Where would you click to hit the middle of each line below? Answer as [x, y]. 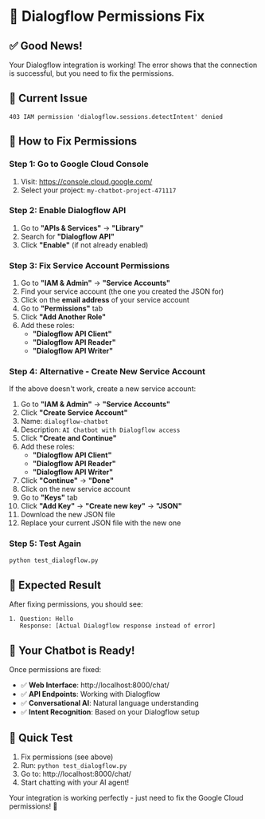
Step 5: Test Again [45, 544]
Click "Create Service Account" [74, 413]
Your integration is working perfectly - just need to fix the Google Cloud [126, 798]
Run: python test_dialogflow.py [74, 765]
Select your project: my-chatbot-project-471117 [98, 190]
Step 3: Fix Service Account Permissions [90, 265]
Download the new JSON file [68, 515]
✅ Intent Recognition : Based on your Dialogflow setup [110, 712]
